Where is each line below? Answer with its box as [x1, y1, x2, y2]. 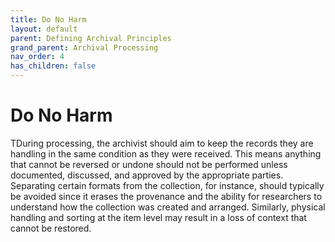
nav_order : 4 [10, 52, 65, 62]
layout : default [10, 24, 78, 34]
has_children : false [10, 61, 97, 71]
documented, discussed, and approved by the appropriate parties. [10, 169, 284, 181]
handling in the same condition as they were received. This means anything [10, 147, 322, 160]
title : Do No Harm [10, 14, 87, 25]
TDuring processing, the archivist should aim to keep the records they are [10, 137, 314, 149]
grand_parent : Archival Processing [10, 42, 159, 53]
